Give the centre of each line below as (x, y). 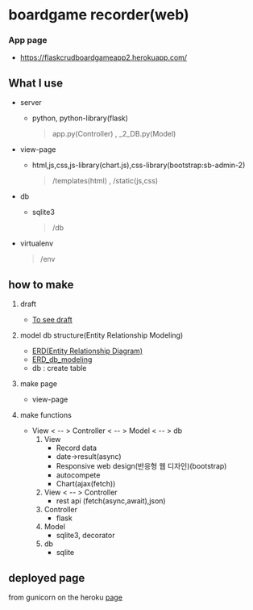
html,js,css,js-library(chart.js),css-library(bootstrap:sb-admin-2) (139, 165)
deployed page (47, 578)
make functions (46, 415)
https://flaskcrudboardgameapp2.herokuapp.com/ (104, 57)
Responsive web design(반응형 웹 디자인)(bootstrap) (141, 466)
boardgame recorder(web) (99, 15)
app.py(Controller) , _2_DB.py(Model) (114, 134)
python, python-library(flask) (80, 118)
